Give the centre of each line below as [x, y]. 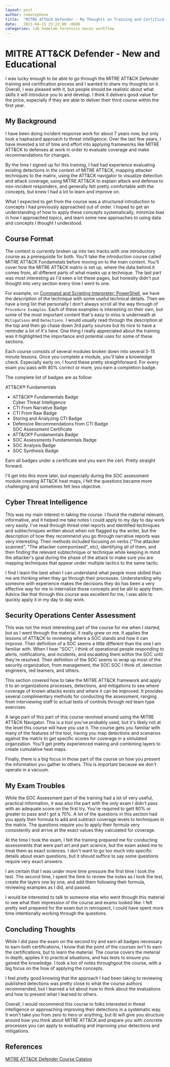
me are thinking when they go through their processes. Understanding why [83, 578]
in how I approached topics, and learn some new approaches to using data [83, 218]
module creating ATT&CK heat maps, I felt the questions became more [79, 481]
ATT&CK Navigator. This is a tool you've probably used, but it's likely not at [83, 722]
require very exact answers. [34, 862]
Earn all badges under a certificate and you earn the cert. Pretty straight [80, 460]
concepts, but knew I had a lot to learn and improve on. [63, 191]
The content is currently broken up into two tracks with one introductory [80, 251]
